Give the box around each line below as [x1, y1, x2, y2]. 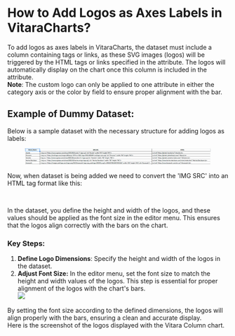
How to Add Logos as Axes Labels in [7, 5, 222, 21]
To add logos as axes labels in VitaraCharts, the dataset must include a [7, 43, 213, 51]
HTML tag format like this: [7, 179, 83, 187]
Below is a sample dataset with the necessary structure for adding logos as [7, 126, 224, 135]
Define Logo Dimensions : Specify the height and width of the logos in [17, 254, 221, 262]
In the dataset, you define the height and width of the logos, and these [7, 206, 210, 215]
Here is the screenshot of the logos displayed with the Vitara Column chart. [7, 321, 225, 329]
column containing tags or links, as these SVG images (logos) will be [7, 51, 206, 59]
